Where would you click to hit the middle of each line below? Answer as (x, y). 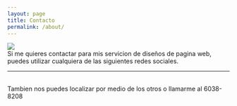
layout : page (26, 14)
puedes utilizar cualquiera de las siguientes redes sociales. (93, 61)
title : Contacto (31, 20)
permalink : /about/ (36, 27)
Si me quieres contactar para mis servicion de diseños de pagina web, (109, 54)
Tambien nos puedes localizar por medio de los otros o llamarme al (105, 89)
